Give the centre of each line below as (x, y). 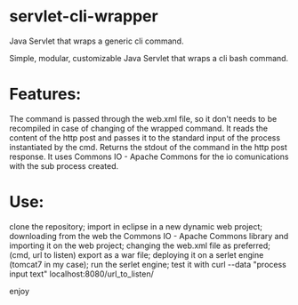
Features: (45, 94)
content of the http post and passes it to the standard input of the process (145, 137)
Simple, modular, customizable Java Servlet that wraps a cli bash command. (149, 58)
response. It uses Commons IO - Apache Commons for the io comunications (149, 157)
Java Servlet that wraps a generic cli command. (97, 41)
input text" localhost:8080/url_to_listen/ (81, 274)
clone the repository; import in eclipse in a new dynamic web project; (136, 226)
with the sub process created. (64, 165)
